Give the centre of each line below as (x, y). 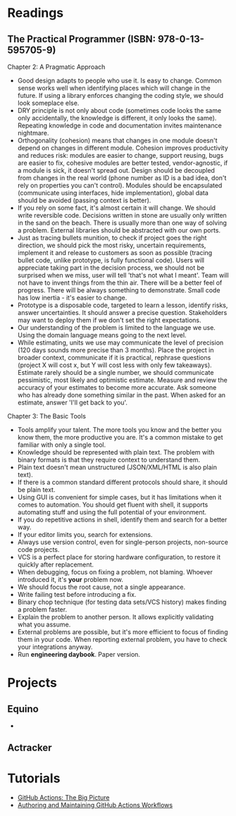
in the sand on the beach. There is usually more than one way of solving (122, 223)
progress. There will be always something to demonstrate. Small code (119, 290)
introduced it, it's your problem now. (70, 580)
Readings (36, 13)
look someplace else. (48, 103)
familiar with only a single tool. (62, 445)
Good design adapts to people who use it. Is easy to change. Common (119, 80)
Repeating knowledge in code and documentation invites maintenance (119, 125)
